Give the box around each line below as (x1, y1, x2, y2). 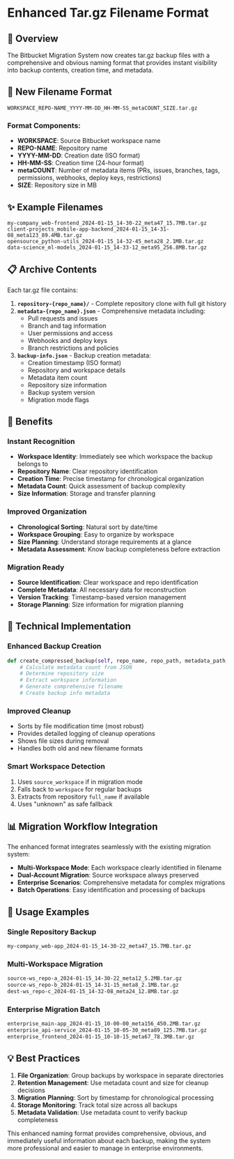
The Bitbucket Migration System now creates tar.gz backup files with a (7, 51, 210, 59)
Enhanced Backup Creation (7, 641, 102, 651)
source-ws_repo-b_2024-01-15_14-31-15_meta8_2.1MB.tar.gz (7, 981, 179, 989)
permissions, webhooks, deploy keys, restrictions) (17, 174, 162, 182)
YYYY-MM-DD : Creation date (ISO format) (17, 151, 141, 160)
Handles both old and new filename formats (17, 744, 143, 753)
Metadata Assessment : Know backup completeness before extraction (17, 545, 221, 553)
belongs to (17, 460, 49, 468)
